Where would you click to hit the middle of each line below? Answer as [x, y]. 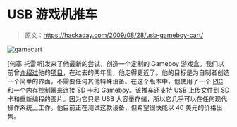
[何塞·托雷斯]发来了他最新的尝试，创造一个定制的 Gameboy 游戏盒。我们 [113, 63]
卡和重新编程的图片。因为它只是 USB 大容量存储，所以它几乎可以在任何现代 [117, 98]
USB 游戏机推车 [52, 14]
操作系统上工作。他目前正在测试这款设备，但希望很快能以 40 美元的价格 [112, 107]
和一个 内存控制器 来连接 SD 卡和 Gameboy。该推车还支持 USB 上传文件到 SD [119, 90]
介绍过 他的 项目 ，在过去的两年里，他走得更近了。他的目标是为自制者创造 [125, 72]
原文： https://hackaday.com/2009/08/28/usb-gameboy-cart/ [114, 35]
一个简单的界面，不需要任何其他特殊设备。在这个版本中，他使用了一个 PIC [115, 81]
